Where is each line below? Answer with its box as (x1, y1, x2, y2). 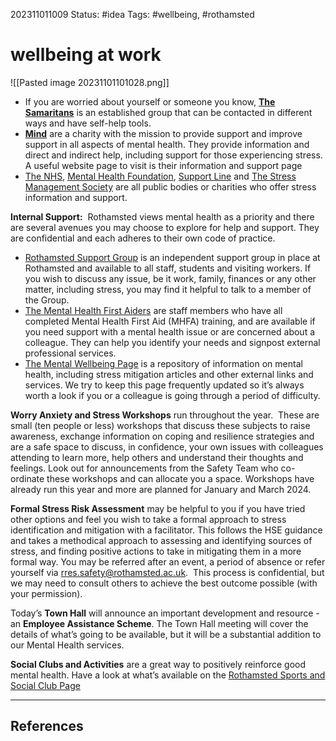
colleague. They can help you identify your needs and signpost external (24, 336, 321, 348)
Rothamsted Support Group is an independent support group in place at (24, 251, 321, 263)
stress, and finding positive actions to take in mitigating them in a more (10, 545, 302, 557)
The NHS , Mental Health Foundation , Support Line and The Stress (24, 170, 297, 182)
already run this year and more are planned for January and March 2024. (10, 483, 312, 495)
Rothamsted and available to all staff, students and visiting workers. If (24, 262, 312, 274)
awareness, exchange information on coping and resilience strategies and (10, 430, 315, 442)
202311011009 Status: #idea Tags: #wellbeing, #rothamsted (10, 9, 255, 20)
